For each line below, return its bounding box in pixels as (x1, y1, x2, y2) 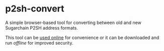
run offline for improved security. (5, 39, 73, 45)
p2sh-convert (5, 3, 64, 14)
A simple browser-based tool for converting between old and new (5, 19, 142, 25)
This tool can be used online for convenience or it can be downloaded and (5, 34, 159, 40)
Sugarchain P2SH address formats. (5, 24, 78, 30)
